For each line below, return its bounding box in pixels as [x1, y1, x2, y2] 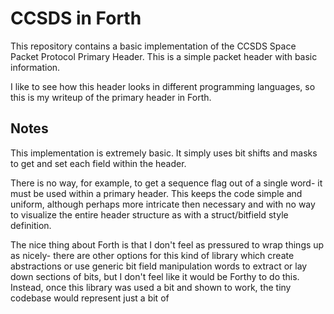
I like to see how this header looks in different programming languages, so [10, 80, 316, 92]
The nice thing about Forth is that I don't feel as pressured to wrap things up [10, 238, 325, 251]
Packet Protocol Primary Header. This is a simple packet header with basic [10, 50, 318, 62]
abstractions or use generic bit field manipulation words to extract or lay [10, 260, 308, 272]
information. [10, 61, 61, 73]
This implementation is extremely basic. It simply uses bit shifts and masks [10, 147, 318, 159]
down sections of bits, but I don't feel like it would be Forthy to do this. [10, 270, 300, 282]
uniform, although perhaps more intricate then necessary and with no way [10, 198, 316, 210]
